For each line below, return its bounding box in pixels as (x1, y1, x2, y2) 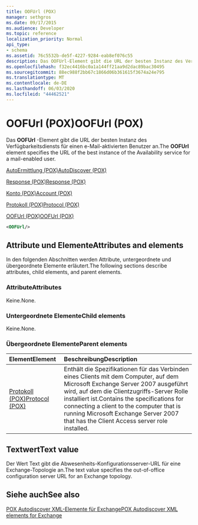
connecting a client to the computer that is (64, 402, 181, 410)
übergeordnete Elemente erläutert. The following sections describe (6, 262, 167, 269)
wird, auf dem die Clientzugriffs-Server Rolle (64, 387, 189, 395)
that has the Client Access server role (64, 417, 168, 425)
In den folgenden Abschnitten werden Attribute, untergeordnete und (6, 256, 171, 263)
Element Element (9, 355, 57, 363)
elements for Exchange (6, 511, 62, 518)
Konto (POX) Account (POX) (6, 189, 72, 197)
